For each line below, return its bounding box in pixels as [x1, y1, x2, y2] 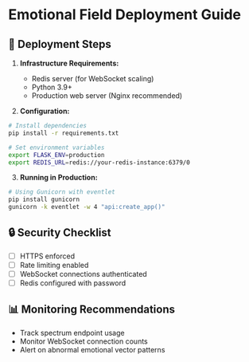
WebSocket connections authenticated [19, 269, 147, 278]
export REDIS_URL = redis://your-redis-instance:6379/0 [8, 158, 191, 167]
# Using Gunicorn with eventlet [8, 188, 115, 196]
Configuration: [19, 106, 70, 116]
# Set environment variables [8, 144, 105, 151]
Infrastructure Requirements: [19, 58, 119, 68]
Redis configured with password [19, 278, 126, 288]
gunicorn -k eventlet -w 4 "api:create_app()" [8, 203, 165, 211]
